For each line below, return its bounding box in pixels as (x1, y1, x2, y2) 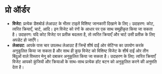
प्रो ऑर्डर (5, 4, 30, 15)
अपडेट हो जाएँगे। (12, 37, 39, 43)
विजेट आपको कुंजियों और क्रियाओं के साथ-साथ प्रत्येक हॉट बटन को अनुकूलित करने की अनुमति (12, 59, 157, 64)
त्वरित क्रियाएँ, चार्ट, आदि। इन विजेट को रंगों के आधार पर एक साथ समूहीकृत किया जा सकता (12, 26, 153, 32)
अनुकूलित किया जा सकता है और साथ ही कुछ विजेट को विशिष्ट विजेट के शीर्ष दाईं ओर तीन (12, 48, 149, 54)
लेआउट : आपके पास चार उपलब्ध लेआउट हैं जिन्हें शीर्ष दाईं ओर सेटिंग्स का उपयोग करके (12, 42, 144, 48)
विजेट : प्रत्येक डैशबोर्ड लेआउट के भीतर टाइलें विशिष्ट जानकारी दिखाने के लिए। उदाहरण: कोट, (12, 20, 155, 26)
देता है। (12, 64, 24, 70)
